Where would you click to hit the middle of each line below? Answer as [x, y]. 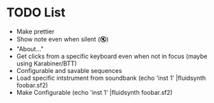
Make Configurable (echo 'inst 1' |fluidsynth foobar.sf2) [94, 92]
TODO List [36, 13]
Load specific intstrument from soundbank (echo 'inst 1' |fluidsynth [111, 78]
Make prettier [35, 31]
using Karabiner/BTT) [46, 63]
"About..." [30, 48]
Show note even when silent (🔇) [62, 39]
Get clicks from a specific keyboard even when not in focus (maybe [112, 56]
